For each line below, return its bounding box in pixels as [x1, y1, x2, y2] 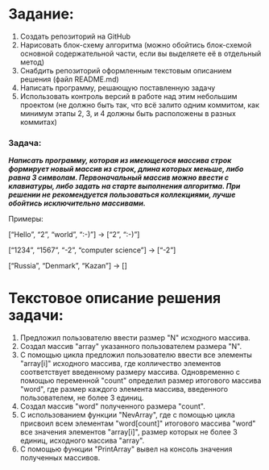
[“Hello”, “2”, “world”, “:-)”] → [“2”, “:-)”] [8, 230, 140, 239]
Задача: [8, 137, 42, 148]
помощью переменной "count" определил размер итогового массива [19, 376, 262, 385]
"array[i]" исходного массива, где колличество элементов [19, 359, 221, 368]
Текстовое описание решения [8, 289, 221, 307]
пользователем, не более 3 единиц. [19, 393, 144, 403]
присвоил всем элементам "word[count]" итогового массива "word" [19, 418, 256, 428]
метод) [19, 57, 45, 67]
